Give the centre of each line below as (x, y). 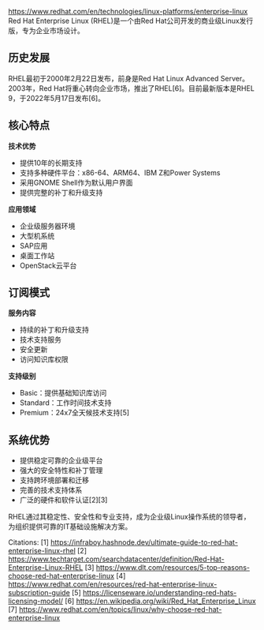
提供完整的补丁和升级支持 (61, 192)
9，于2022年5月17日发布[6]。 (56, 98)
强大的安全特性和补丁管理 (61, 471)
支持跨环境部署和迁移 (54, 480)
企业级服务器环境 (47, 226)
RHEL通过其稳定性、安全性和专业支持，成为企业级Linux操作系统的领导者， (129, 517)
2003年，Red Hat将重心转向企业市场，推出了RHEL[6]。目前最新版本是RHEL (131, 88)
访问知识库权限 (44, 359)
